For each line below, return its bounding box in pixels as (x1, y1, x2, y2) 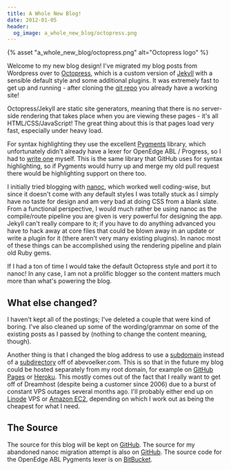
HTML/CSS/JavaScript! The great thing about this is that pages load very (7, 119, 214, 128)
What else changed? (7, 297, 98, 308)
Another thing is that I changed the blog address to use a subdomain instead (7, 350, 225, 359)
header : (7, 23, 30, 30)
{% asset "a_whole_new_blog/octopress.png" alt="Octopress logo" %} (7, 48, 209, 57)
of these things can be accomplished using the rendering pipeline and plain (7, 241, 222, 250)
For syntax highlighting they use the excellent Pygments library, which (7, 140, 206, 149)
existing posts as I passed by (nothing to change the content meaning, (7, 330, 207, 339)
